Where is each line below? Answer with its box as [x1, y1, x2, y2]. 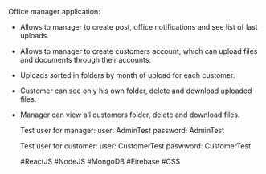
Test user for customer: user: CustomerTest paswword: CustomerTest [19, 141, 252, 151]
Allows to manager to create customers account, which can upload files [19, 47, 258, 55]
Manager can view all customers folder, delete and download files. [19, 110, 240, 119]
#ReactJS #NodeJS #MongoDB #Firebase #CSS [19, 156, 181, 166]
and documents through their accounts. [19, 55, 151, 64]
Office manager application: [8, 7, 100, 16]
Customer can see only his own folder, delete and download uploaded [19, 86, 252, 95]
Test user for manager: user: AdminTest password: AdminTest [19, 126, 225, 135]
